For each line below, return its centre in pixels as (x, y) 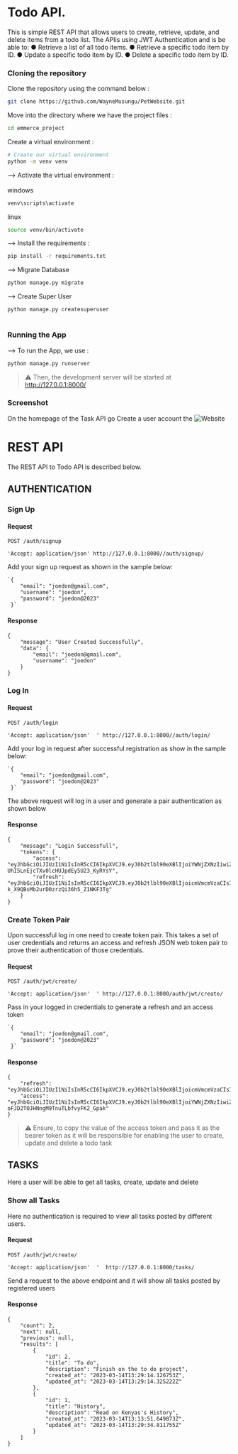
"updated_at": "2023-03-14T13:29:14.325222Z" (113, 1382)
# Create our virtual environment (58, 155)
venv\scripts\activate (41, 203)
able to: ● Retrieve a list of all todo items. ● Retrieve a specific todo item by (118, 47)
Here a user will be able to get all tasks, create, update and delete (103, 1182)
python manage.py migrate (45, 283)
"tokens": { (38, 852)
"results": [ (39, 1345)
